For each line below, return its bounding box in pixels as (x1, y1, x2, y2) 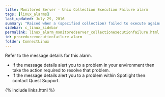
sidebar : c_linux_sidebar (5, 25, 58, 30)
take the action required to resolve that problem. (12, 67, 110, 73)
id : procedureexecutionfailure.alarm (5, 35, 82, 40)
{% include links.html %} (5, 87, 55, 93)
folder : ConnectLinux (5, 39, 50, 44)
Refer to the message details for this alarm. (5, 52, 92, 58)
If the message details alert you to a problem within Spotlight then (12, 72, 146, 78)
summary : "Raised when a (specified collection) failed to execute (5, 21, 146, 26)
